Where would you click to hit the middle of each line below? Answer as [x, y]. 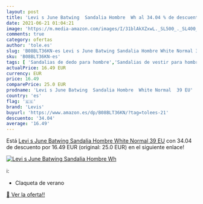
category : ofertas [29, 40]
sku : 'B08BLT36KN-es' [34, 57]
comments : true [25, 34]
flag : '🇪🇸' [21, 101]
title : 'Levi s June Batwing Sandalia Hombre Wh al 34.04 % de [90, 17]
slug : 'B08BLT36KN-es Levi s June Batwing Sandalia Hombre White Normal [100, 51]
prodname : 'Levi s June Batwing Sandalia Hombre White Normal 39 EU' [100, 90]
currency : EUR [24, 73]
